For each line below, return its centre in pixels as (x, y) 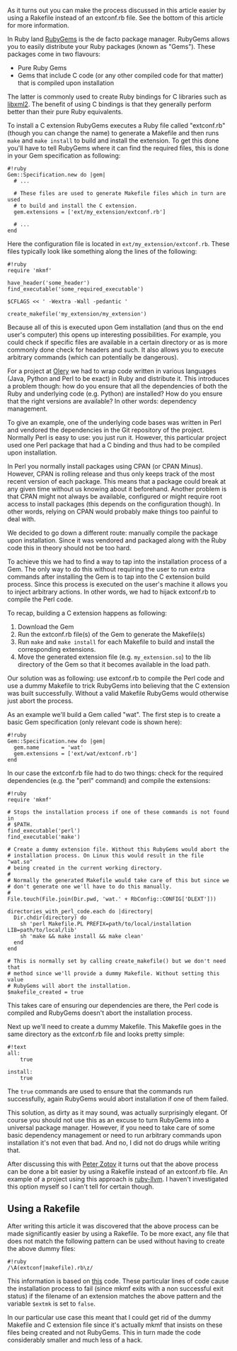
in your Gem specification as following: (64, 156)
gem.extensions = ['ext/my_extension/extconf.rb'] (90, 212)
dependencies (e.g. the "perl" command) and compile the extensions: (109, 780)
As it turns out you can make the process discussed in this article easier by (117, 10)
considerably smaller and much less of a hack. (75, 1340)
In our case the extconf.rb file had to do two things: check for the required (115, 773)
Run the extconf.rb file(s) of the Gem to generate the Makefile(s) (111, 634)
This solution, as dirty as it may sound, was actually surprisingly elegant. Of (117, 1112)
